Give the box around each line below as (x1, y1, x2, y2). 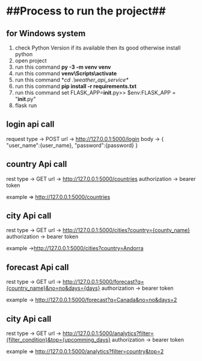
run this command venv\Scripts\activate (14, 70, 117, 77)
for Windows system (6, 28, 86, 39)
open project (14, 57, 47, 64)
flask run (14, 102, 37, 109)
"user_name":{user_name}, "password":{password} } (6, 142, 138, 149)
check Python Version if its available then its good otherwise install (14, 44, 181, 51)
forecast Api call (6, 262, 69, 272)
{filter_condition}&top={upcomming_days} (6, 336, 111, 344)
